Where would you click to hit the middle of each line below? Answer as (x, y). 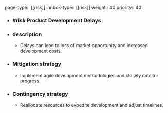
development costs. (41, 51)
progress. (30, 81)
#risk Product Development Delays (57, 20)
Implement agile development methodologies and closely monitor (89, 75)
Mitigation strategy (37, 64)
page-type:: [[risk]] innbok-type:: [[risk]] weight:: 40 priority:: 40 (73, 7)
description (27, 34)
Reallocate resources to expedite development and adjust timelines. (92, 105)
